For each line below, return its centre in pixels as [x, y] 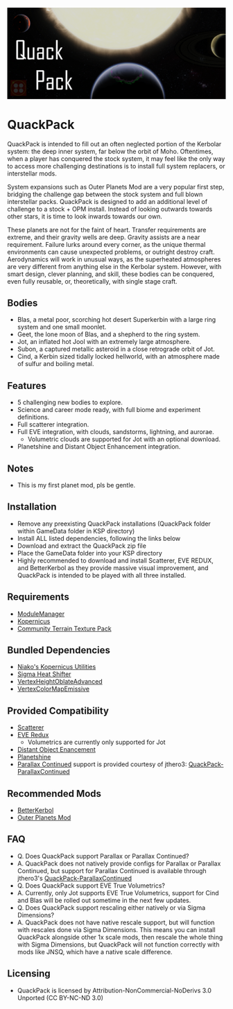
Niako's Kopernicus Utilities [57, 667]
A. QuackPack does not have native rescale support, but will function [116, 922]
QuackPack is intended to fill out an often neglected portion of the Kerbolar [114, 144]
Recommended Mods [54, 794]
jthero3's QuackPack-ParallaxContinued [74, 878]
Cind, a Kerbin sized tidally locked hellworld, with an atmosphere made [119, 356]
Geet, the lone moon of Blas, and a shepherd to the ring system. [109, 334]
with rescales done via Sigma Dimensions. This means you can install [116, 929]
